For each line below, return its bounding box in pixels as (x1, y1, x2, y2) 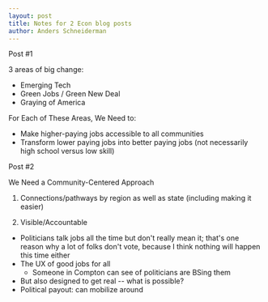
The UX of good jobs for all (19, 259, 111, 269)
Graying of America (19, 98, 86, 108)
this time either (19, 250, 70, 260)
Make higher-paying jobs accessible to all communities (19, 129, 204, 138)
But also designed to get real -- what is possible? (19, 276, 185, 286)
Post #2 (8, 162, 35, 172)
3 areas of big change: (8, 65, 84, 74)
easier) (19, 202, 45, 211)
